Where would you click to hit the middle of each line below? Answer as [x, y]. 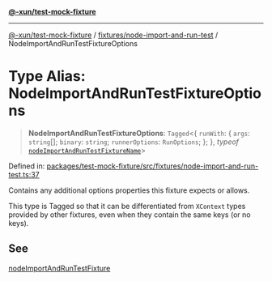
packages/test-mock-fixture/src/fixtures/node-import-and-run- [153, 166]
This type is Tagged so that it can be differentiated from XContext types [127, 206]
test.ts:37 [24, 174]
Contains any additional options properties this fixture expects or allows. [129, 190]
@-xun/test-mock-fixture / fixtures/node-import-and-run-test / [113, 35]
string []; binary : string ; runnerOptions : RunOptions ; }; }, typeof [134, 142]
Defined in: [27, 166]
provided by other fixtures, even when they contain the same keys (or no [130, 215]
